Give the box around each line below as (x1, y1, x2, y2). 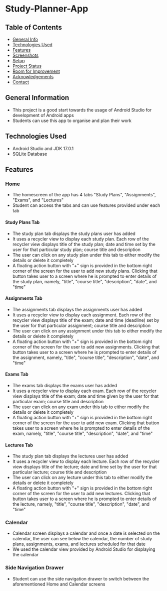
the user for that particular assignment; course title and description (12, 322, 151, 328)
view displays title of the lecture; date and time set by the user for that (12, 464, 157, 470)
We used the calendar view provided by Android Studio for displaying (12, 546, 156, 552)
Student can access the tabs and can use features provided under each (12, 202, 160, 208)
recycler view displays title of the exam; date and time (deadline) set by (12, 317, 159, 323)
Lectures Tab (5, 442, 33, 448)
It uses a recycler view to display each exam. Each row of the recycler (12, 388, 156, 394)
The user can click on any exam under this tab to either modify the (12, 404, 150, 410)
